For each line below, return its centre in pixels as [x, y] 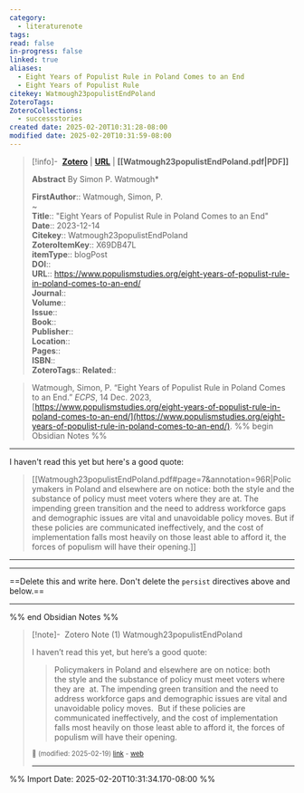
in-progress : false [46, 52]
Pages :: [46, 351]
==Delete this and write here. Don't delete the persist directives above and [150, 581]
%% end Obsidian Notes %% [64, 616]
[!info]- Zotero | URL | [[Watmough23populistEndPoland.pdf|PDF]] [160, 161]
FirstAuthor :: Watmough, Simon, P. [97, 197]
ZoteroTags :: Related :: [74, 370]
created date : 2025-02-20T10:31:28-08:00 [89, 128]
